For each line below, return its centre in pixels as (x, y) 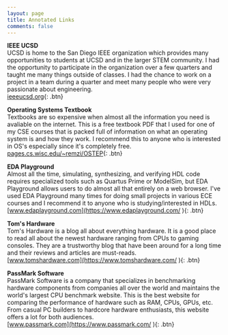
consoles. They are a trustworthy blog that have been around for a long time (114, 246)
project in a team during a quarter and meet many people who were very (109, 82)
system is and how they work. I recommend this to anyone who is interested (114, 139)
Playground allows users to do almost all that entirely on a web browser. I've (114, 188)
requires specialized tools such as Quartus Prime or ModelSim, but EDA (108, 182)
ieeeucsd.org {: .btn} (35, 97)
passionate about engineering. (50, 89)
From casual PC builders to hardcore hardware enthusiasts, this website (108, 310)
